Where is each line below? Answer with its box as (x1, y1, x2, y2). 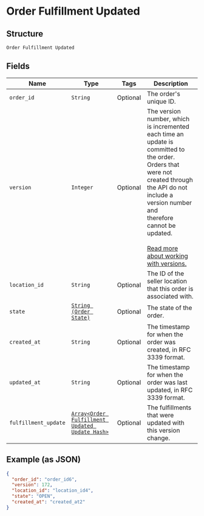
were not (146, 168, 172, 176)
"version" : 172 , (12, 482, 53, 488)
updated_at (9, 379, 41, 386)
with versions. (146, 259, 187, 267)
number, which (146, 115, 190, 123)
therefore (146, 213, 174, 222)
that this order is (146, 285, 194, 293)
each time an (146, 130, 184, 138)
